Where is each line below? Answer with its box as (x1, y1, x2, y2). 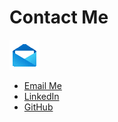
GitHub (23, 101, 54, 113)
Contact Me (9, 6, 109, 29)
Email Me (23, 79, 62, 91)
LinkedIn (23, 90, 60, 102)
